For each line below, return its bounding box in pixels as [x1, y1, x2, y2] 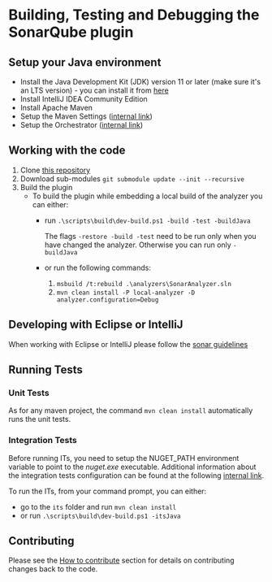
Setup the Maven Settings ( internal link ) [19, 111, 153, 121]
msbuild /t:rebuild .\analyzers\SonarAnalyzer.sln [56, 280, 231, 288]
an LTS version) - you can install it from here [19, 85, 169, 95]
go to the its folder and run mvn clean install [19, 502, 177, 511]
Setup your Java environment [8, 55, 162, 69]
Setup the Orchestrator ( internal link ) [19, 120, 144, 129]
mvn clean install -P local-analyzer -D [56, 289, 196, 297]
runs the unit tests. [8, 415, 71, 424]
